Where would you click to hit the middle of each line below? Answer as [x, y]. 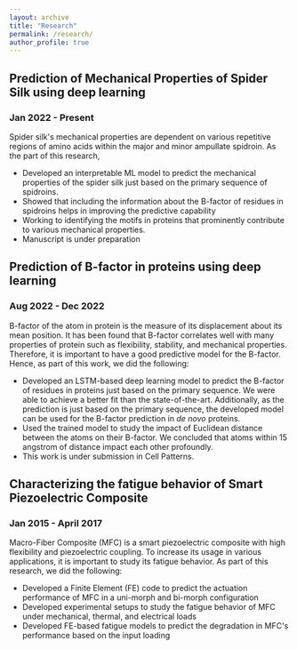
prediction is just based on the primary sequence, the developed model [153, 409]
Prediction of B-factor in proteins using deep [135, 267]
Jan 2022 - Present [52, 117]
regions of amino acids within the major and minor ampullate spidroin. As [143, 146]
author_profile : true [49, 42]
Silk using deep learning [78, 92]
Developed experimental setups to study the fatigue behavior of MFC [148, 607]
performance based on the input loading [96, 636]
